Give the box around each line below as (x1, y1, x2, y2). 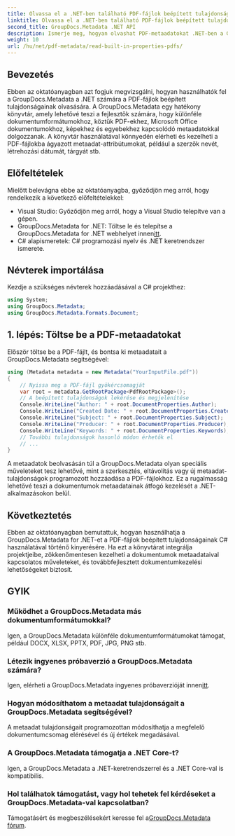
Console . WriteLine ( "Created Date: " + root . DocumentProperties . (20, 408, 211, 415)
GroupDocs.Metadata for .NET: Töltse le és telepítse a (17, 221, 173, 230)
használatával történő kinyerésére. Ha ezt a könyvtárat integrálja (7, 543, 193, 551)
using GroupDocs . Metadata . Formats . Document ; (7, 310, 139, 317)
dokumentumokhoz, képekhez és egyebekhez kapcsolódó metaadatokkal (7, 124, 220, 133)
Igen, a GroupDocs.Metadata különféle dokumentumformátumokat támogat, (7, 631, 226, 640)
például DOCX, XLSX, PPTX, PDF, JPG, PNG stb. (7, 638, 147, 647)
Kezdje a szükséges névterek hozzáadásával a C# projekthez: (7, 283, 186, 292)
